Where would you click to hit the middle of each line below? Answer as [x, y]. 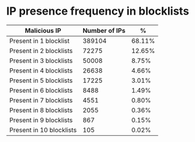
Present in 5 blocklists [41, 80]
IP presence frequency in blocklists [98, 11]
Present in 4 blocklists [41, 70]
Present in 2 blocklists [41, 51]
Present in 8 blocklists [41, 110]
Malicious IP [43, 30]
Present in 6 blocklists [41, 90]
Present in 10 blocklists [43, 130]
